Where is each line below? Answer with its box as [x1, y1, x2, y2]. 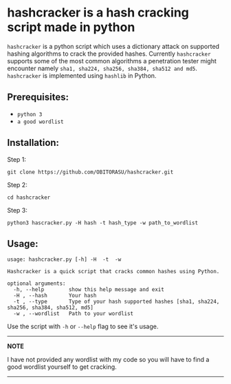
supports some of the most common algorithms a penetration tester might [7, 56, 217, 65]
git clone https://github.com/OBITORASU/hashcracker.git [7, 169, 174, 175]
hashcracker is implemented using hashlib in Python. [7, 71, 157, 80]
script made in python [7, 19, 135, 35]
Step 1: [7, 155, 26, 163]
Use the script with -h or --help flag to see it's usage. [7, 322, 159, 331]
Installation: [7, 137, 60, 149]
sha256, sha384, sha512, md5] [7, 304, 94, 311]
